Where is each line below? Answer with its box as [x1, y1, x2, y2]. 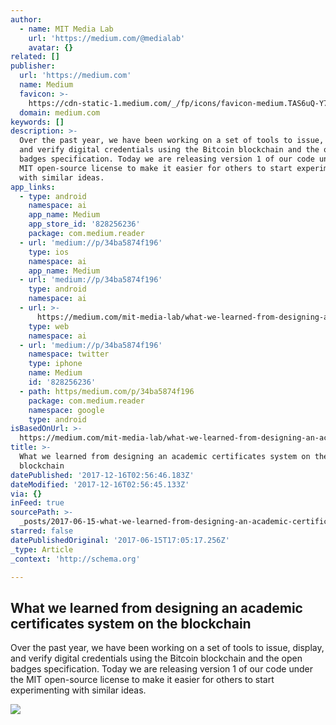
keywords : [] [10, 117, 65, 127]
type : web [28, 321, 70, 331]
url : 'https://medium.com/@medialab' [28, 33, 186, 43]
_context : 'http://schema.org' [10, 554, 141, 564]
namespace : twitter [28, 349, 110, 360]
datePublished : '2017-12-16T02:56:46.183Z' [10, 470, 195, 480]
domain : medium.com [19, 107, 101, 118]
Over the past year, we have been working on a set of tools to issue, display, [10, 642, 325, 654]
